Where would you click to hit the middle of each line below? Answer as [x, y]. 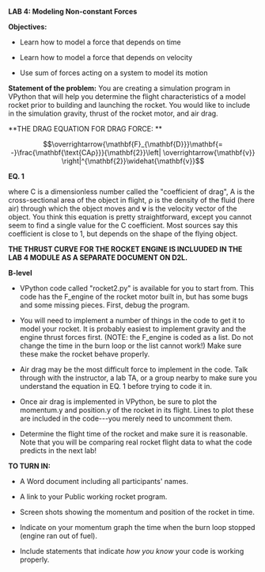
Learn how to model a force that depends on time [100, 42]
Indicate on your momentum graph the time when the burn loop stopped [137, 527]
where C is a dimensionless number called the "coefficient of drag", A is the [132, 192]
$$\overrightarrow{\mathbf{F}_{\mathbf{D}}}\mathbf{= [133, 144]
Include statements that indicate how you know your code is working [132, 551]
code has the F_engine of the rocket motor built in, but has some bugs [134, 297]
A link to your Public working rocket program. [93, 497]
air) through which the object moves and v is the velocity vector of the [123, 208]
